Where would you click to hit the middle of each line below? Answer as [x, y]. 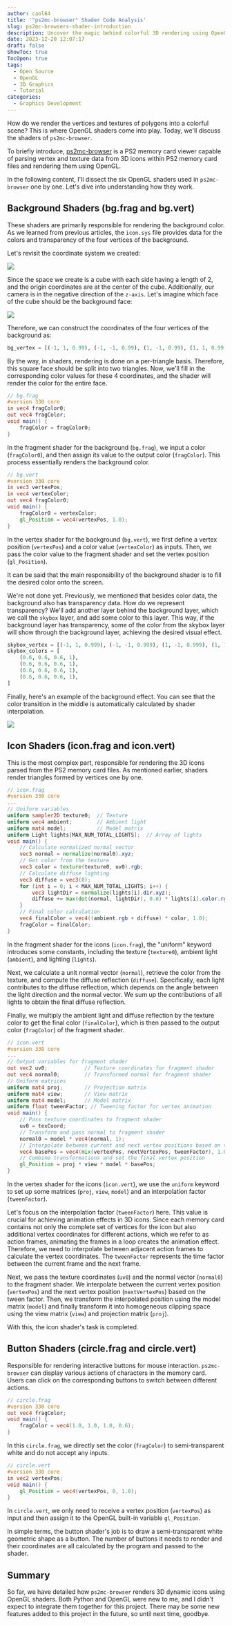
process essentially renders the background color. [79, 462]
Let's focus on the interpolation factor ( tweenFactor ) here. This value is [108, 1212]
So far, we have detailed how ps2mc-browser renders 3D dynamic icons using [116, 1592]
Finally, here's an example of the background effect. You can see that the [111, 696]
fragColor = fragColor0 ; [55, 428]
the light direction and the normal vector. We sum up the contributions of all [115, 994]
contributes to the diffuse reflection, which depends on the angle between [113, 987]
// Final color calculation [60, 912]
